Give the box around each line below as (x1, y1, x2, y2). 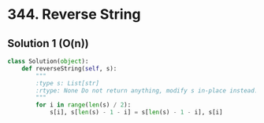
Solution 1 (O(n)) (7, 37, 90, 50)
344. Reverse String (7, 5, 141, 24)
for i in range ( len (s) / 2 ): (35, 101, 132, 109)
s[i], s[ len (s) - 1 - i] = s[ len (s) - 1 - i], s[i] (49, 108, 223, 117)
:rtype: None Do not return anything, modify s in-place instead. (35, 86, 258, 95)
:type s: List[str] (35, 79, 100, 87)
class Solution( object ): (7, 57, 89, 65)
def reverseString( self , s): (21, 64, 117, 72)
